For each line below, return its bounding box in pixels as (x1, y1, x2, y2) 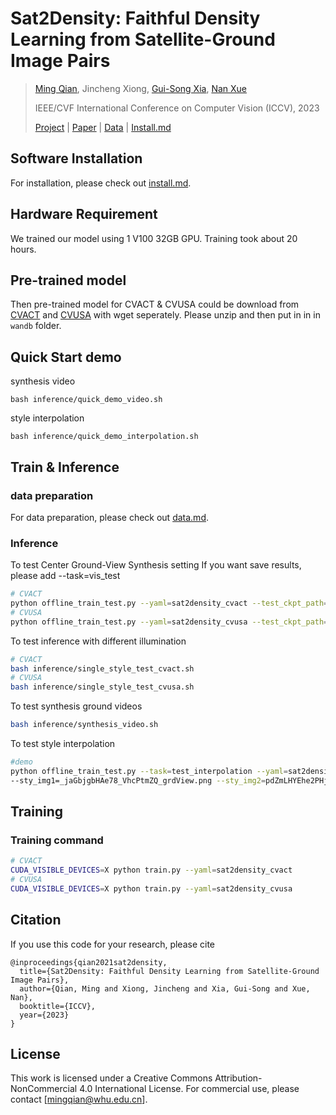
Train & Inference (10, 458, 120, 476)
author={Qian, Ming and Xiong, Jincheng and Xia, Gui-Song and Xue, (19, 983, 311, 994)
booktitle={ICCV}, (19, 1001, 97, 1011)
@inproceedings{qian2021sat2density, (10, 957, 168, 967)
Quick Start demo (10, 348, 122, 366)
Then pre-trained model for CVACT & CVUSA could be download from (10, 298, 300, 311)
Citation (10, 912, 62, 929)
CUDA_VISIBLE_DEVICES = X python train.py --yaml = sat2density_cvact (10, 865, 293, 876)
